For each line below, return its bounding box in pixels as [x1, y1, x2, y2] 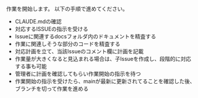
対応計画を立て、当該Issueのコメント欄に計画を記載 [14, 48, 144, 55]
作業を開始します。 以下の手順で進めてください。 [6, 5, 128, 12]
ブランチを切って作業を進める [14, 85, 89, 92]
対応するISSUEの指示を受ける [14, 26, 89, 32]
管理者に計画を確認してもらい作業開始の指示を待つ [14, 71, 141, 77]
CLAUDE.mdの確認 [14, 18, 62, 25]
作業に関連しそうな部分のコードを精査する [14, 41, 121, 47]
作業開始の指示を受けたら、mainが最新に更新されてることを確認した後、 [14, 78, 196, 85]
